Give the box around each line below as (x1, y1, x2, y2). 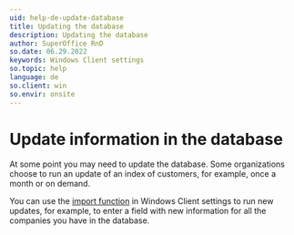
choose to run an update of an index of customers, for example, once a (9, 169, 277, 179)
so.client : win (9, 81, 67, 90)
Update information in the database (9, 128, 284, 149)
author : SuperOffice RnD (9, 38, 104, 48)
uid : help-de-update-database (9, 13, 125, 23)
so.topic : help (9, 65, 67, 74)
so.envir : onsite (9, 89, 76, 98)
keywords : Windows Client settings (9, 56, 145, 65)
